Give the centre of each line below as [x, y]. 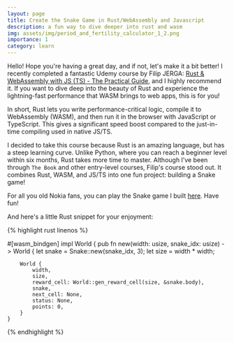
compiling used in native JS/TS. [67, 131]
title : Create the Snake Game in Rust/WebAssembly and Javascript [106, 20]
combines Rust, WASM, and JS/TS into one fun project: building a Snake [111, 175]
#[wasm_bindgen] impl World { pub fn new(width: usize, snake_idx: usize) [114, 244]
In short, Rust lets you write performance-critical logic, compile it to [104, 109]
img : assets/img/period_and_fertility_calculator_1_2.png [93, 33]
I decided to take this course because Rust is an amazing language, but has [116, 145]
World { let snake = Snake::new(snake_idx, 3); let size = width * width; [114, 251]
